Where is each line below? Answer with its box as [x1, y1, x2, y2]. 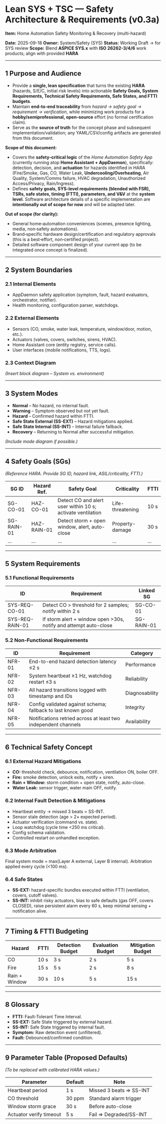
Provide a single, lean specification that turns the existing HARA [12, 83, 145, 88]
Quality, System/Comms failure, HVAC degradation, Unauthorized [12, 175, 146, 181]
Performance [125, 661, 156, 668]
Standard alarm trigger [88, 1095, 142, 1102]
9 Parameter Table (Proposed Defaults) [5, 1054, 128, 1062]
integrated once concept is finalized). [12, 247, 89, 253]
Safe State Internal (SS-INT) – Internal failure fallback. [12, 424, 124, 430]
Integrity [125, 703, 145, 710]
